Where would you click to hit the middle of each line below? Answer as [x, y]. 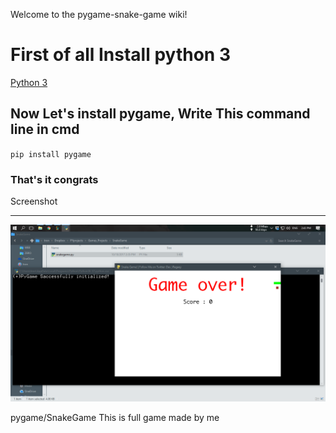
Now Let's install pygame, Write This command [160, 114]
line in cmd [45, 129]
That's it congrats [54, 179]
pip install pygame [51, 154]
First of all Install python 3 [120, 55]
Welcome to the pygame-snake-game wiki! [99, 14]
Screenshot [34, 201]
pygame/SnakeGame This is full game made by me [115, 418]
